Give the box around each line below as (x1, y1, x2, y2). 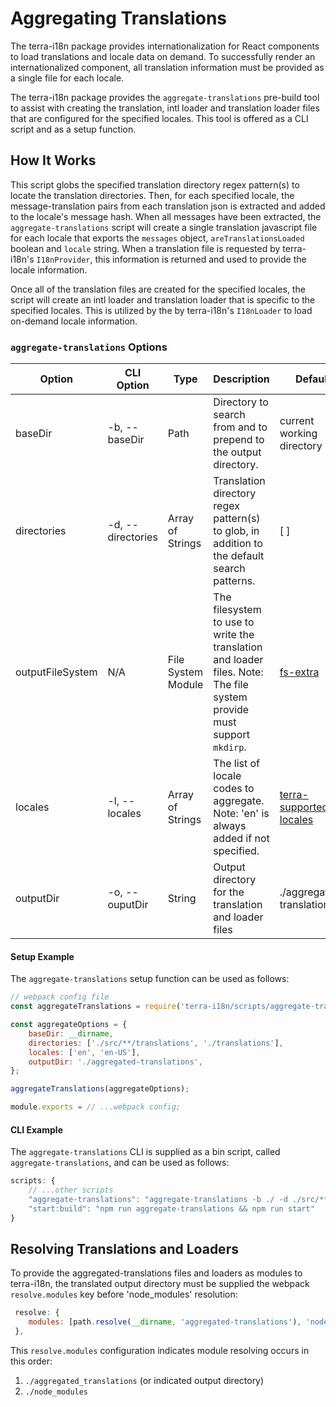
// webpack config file (10, 992, 110, 1002)
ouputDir (107, 898, 149, 912)
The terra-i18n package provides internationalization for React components (10, 40, 320, 52)
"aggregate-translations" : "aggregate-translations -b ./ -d (28, 1194, 288, 1204)
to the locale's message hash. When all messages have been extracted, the (10, 210, 322, 222)
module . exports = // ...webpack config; (10, 1102, 182, 1112)
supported (279, 800, 329, 814)
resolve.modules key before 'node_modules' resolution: (10, 1288, 238, 1301)
